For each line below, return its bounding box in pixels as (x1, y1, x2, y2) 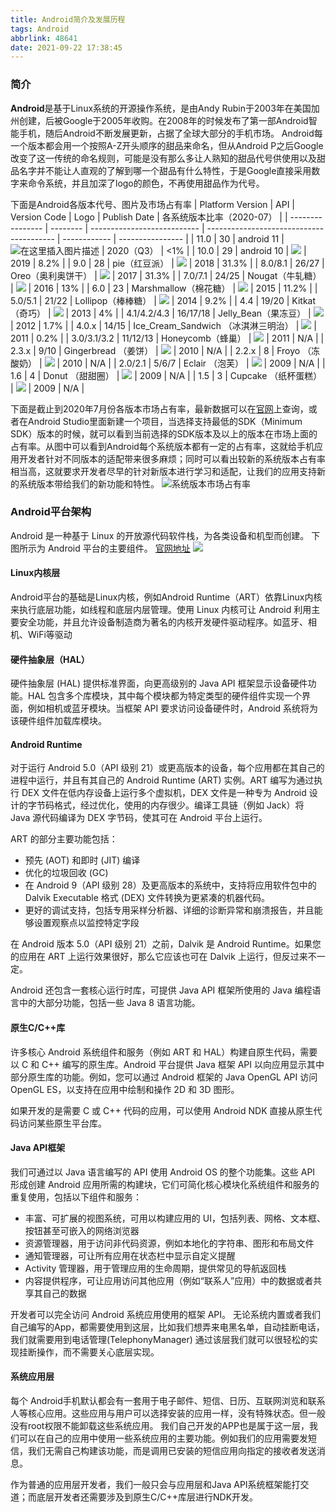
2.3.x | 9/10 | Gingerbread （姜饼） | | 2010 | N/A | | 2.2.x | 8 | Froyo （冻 (10, 344, 321, 356)
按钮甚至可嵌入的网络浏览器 (24, 1224, 140, 1236)
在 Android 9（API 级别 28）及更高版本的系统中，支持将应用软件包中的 (24, 879, 317, 891)
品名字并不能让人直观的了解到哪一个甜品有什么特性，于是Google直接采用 (10, 164, 312, 176)
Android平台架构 (10, 505, 92, 519)
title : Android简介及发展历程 (10, 14, 126, 25)
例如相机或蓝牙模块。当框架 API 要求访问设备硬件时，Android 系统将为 (27, 702, 319, 715)
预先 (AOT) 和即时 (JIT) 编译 (24, 854, 141, 866)
